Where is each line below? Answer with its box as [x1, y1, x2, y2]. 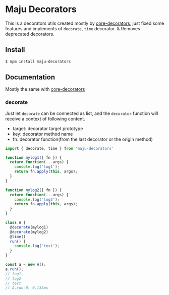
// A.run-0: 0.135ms [5, 285, 49, 290]
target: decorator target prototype [12, 125, 83, 132]
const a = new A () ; [5, 262, 46, 267]
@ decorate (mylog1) [10, 224, 49, 230]
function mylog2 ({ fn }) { [5, 188, 62, 193]
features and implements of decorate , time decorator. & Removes [5, 25, 140, 31]
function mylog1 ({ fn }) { [5, 155, 62, 160]
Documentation [5, 73, 55, 82]
